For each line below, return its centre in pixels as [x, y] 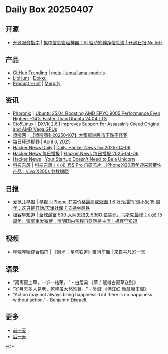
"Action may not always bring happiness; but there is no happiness [82, 295]
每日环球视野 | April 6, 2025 [42, 141]
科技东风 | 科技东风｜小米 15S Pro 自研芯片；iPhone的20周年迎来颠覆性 [87, 165]
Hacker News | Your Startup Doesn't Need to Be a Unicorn [74, 159]
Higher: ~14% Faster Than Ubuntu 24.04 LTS [60, 118]
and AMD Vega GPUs [35, 129]
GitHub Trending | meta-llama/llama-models [59, 73]
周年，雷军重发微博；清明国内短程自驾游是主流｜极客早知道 [75, 221]
